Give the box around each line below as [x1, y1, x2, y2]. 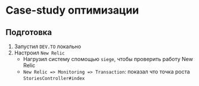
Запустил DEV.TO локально [14, 43, 82, 50]
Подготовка [5, 27, 52, 37]
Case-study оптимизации [5, 4, 139, 17]
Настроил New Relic [14, 49, 65, 56]
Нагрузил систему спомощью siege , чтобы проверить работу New [23, 56, 193, 62]
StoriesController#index [23, 75, 85, 81]
